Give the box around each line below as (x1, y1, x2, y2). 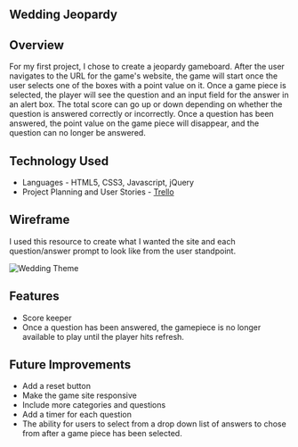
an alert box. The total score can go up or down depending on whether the (9, 99, 283, 110)
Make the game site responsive (21, 390, 138, 401)
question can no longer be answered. (9, 128, 147, 138)
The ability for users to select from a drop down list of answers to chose (21, 418, 286, 429)
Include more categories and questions (21, 400, 166, 410)
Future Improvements (9, 357, 132, 373)
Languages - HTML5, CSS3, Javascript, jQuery (21, 178, 194, 188)
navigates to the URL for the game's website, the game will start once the (9, 70, 278, 81)
